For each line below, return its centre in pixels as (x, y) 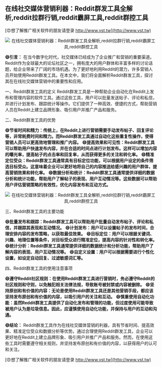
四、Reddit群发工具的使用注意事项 (39, 268)
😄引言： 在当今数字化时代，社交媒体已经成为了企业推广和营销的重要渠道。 (80, 57)
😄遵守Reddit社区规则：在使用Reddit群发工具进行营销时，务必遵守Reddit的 (80, 278)
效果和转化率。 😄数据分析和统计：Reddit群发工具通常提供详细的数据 (86, 172)
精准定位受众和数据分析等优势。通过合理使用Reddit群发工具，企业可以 (83, 331)
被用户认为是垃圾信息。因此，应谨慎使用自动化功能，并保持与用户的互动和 (79, 308)
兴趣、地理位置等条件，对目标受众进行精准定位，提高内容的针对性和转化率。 (81, 240)
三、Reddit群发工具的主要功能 (35, 211)
